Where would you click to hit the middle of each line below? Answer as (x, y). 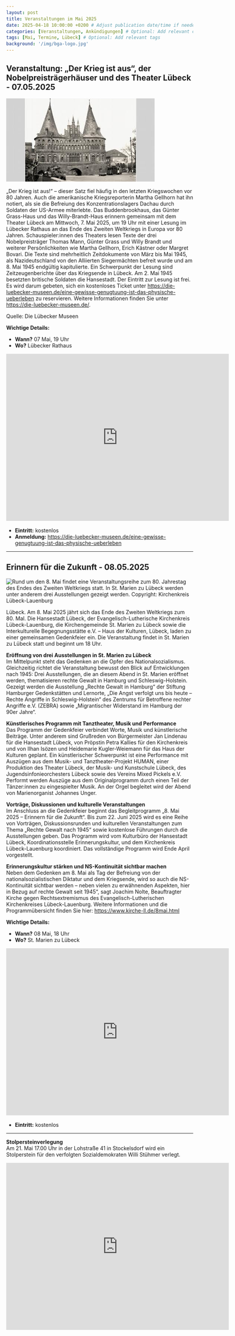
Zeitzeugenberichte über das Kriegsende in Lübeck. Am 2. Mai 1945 (89, 273)
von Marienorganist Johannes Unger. (51, 792)
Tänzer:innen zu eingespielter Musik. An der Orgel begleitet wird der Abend (99, 787)
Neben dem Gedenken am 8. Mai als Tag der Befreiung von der (83, 873)
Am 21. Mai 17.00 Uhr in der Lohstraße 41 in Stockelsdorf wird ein (85, 1148)
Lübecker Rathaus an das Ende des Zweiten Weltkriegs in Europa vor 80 (94, 229)
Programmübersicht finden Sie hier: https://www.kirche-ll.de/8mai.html (93, 910)
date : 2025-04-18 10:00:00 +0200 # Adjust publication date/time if (93, 25)
